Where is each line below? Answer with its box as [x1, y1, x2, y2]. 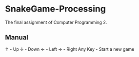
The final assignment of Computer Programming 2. [5, 19, 107, 25]
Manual [5, 33, 28, 42]
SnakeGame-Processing [5, 3, 106, 14]
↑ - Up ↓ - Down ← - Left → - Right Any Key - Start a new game [5, 46, 135, 52]
